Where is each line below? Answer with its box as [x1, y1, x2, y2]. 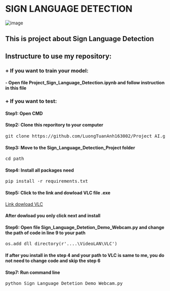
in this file [5, 85, 27, 91]
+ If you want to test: [5, 98, 57, 105]
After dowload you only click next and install [5, 213, 101, 219]
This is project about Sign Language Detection [5, 35, 154, 43]
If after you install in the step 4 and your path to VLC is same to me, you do [5, 252, 164, 258]
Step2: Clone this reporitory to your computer [5, 122, 104, 128]
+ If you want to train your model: [5, 67, 89, 74]
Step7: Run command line [5, 269, 60, 275]
